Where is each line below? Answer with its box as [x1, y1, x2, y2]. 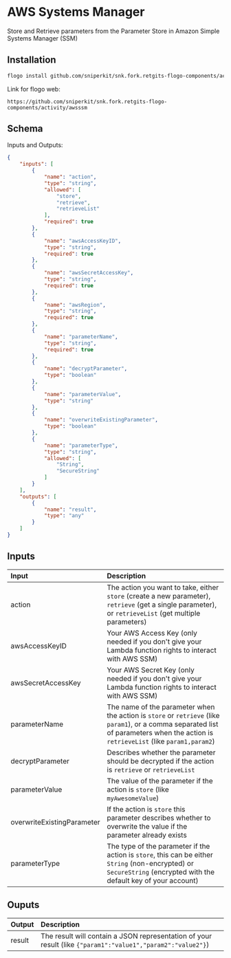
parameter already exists [107, 830, 187, 840]
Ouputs [7, 899, 40, 911]
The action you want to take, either [107, 583, 219, 592]
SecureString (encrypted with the [107, 867, 215, 877]
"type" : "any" [43, 512, 85, 519]
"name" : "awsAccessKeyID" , [43, 237, 122, 244]
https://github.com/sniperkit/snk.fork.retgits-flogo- [7, 98, 168, 105]
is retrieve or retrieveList [107, 765, 195, 774]
